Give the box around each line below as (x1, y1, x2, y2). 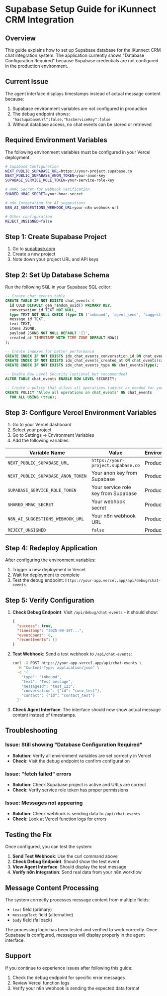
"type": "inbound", (21, 674, 62, 679)
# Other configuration (5, 214, 52, 219)
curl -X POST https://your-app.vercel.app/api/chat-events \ (12, 661, 142, 666)
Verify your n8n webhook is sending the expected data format (12, 985, 140, 991)
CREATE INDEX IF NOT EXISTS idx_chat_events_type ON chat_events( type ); (5, 363, 159, 368)
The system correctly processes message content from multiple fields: (5, 896, 150, 902)
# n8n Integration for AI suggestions (5, 200, 85, 205)
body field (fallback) (12, 917, 53, 923)
